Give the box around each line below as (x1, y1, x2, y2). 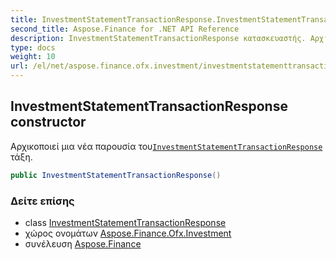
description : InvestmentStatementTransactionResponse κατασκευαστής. (10, 33, 307, 43)
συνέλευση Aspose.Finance (24, 237, 142, 250)
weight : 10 (10, 52, 56, 62)
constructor (10, 114, 87, 131)
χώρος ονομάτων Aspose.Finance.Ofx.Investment (24, 227, 232, 239)
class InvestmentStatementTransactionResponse (24, 216, 227, 228)
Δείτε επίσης (10, 194, 75, 208)
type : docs (10, 42, 56, 53)
